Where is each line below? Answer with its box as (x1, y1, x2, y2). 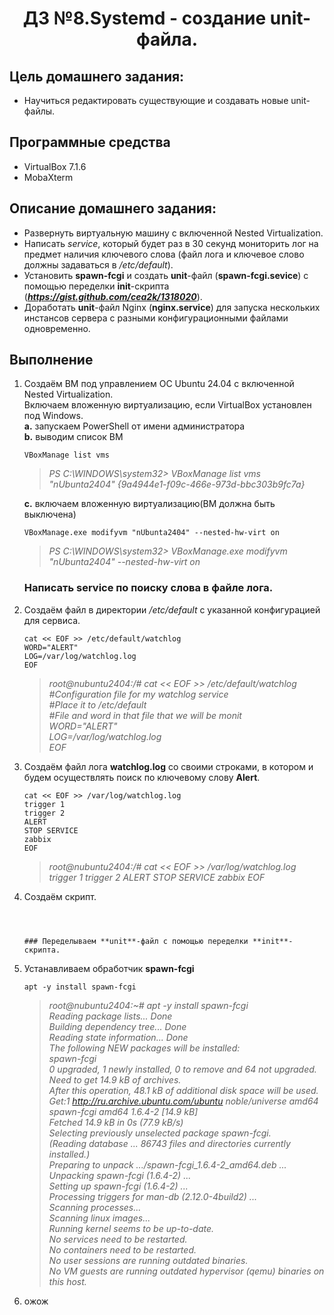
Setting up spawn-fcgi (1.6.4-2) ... (48, 1180, 189, 1192)
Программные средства (9, 134, 171, 151)
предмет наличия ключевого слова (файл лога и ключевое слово (23, 248, 305, 260)
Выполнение (9, 352, 94, 369)
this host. (48, 1275, 87, 1287)
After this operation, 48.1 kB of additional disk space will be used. (48, 1084, 319, 1096)
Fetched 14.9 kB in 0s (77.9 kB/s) (48, 1116, 184, 1128)
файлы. (23, 105, 56, 117)
